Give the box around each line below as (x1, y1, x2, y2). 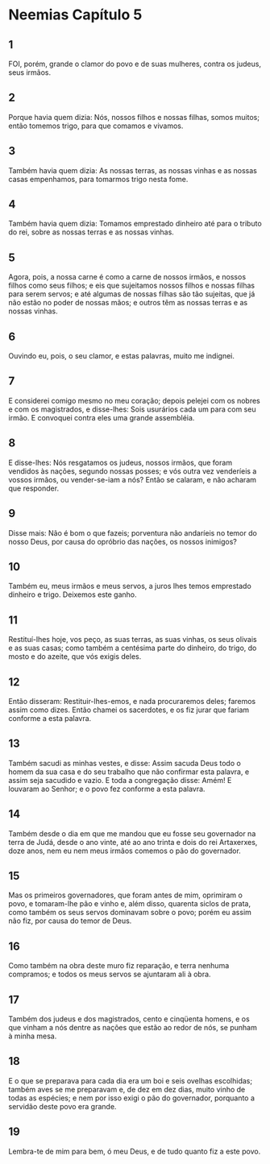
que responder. (8, 483, 59, 493)
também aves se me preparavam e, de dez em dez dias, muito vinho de (8, 1084, 246, 1094)
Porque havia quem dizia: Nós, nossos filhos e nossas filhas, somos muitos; (8, 112, 260, 122)
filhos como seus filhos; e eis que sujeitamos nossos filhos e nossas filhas (8, 280, 255, 291)
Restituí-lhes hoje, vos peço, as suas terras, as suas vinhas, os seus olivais (8, 635, 257, 644)
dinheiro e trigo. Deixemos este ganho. (8, 590, 137, 599)
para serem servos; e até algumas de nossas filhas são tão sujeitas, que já (8, 289, 255, 299)
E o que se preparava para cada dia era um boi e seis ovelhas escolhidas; (8, 1075, 252, 1085)
